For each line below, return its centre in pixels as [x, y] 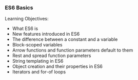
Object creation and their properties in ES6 [57, 66]
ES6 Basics [19, 8]
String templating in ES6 [38, 61]
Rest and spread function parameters [52, 56]
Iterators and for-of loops [39, 72]
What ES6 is [25, 29]
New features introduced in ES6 [46, 34]
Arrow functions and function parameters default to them [73, 50]
